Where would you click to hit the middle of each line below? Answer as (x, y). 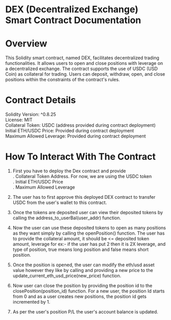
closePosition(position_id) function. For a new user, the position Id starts (89, 291)
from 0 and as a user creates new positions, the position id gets (80, 296)
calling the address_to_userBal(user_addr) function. (67, 218)
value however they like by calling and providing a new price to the (83, 270)
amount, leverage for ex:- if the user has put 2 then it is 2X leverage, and (89, 244)
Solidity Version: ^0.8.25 (31, 115)
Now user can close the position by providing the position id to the (82, 285)
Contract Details (41, 100)
